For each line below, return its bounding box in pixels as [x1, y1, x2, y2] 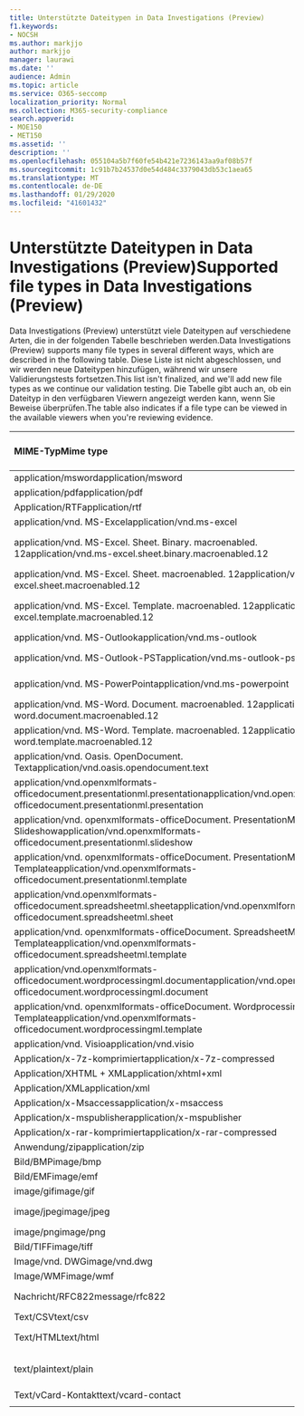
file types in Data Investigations [9, 276, 253, 297]
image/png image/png [14, 1225, 106, 1238]
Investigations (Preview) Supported [9, 257, 279, 277]
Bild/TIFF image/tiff [14, 1240, 93, 1253]
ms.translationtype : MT [9, 173, 100, 182]
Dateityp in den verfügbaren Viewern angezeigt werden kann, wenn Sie [9, 392, 276, 403]
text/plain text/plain [14, 1363, 94, 1375]
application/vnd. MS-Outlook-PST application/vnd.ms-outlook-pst [14, 651, 299, 664]
